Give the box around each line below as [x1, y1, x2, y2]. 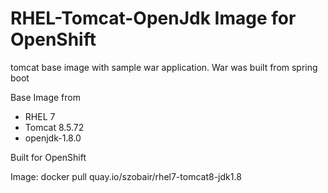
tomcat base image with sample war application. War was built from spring [10, 61, 318, 73]
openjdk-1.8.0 [24, 132, 82, 144]
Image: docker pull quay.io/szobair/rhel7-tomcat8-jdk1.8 [10, 170, 242, 182]
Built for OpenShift [10, 151, 87, 163]
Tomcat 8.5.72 [24, 121, 85, 133]
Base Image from [10, 91, 81, 103]
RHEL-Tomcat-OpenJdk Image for [10, 7, 297, 30]
